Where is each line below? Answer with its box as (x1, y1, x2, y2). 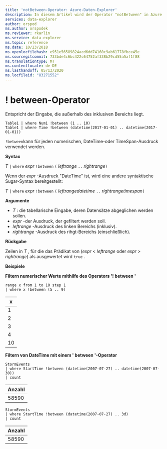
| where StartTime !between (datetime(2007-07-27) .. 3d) (5, 411, 128, 417)
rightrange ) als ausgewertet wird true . (5, 253, 85, 259)
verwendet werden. (5, 144, 45, 150)
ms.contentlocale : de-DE (5, 63, 57, 68)
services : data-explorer (5, 17, 57, 22)
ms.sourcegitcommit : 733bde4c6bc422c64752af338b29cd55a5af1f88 (5, 54, 140, 59)
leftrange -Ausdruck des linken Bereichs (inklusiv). (12, 223, 117, 229)
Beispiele (5, 263, 25, 269)
